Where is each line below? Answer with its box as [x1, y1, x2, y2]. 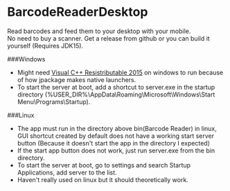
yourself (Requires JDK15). [7, 41, 84, 50]
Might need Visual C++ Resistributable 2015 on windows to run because [17, 68, 224, 77]
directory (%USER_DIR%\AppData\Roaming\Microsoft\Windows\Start [17, 90, 215, 99]
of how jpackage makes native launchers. [17, 75, 136, 83]
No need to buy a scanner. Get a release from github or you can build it [7, 34, 210, 42]
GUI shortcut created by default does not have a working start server [17, 132, 215, 140]
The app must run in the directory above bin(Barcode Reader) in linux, [17, 124, 217, 132]
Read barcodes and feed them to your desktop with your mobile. [7, 27, 191, 35]
